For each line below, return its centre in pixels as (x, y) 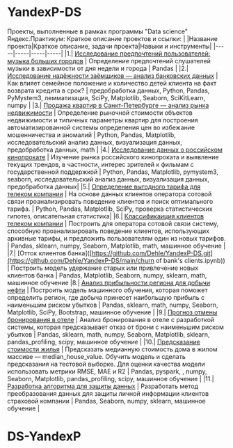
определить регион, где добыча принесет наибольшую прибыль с (106, 297)
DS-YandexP (44, 437)
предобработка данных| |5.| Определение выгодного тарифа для (104, 186)
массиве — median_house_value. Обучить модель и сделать (96, 356)
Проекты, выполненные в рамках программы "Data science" (97, 31)
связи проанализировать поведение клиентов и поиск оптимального (110, 201)
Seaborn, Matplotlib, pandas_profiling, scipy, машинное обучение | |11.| (111, 378)
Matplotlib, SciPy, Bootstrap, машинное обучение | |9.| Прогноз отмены (112, 312)
